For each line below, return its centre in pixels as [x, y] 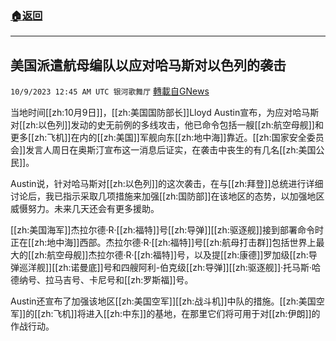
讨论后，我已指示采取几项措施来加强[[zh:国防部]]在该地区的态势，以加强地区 [167, 196]
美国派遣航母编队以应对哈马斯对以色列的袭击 [148, 65]
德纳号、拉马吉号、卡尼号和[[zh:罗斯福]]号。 [102, 280]
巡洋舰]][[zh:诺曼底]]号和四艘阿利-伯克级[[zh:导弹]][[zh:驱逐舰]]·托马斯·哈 [170, 268]
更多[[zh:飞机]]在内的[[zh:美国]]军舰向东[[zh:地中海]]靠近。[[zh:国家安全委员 [167, 138]
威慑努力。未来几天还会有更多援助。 [85, 209]
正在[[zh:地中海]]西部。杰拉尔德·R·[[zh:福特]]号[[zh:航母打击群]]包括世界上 [163, 243]
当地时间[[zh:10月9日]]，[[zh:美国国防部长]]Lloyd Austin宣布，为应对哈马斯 [165, 113]
